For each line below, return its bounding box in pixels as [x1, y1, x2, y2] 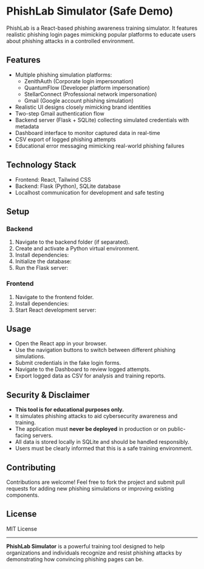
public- [168, 426, 186, 433]
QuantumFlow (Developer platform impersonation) [24, 84, 150, 91]
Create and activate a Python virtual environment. [15, 245, 140, 252]
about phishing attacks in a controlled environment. [6, 37, 135, 44]
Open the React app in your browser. [15, 340, 107, 347]
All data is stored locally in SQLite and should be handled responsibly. [15, 438, 189, 446]
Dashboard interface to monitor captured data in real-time [15, 129, 160, 136]
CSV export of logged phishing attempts [15, 136, 117, 143]
